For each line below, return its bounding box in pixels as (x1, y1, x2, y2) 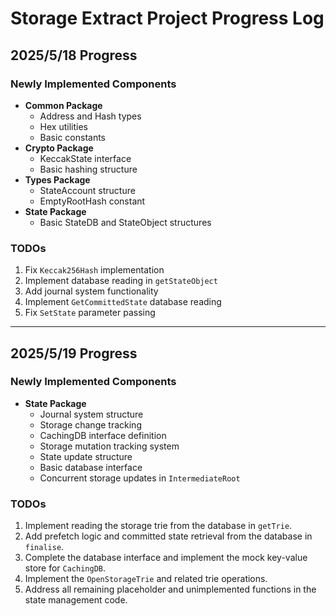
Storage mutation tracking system (39, 440, 180, 452)
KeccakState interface (39, 152, 132, 164)
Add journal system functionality (24, 285, 159, 297)
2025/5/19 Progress (10, 345, 138, 362)
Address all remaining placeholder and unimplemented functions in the (24, 583, 317, 596)
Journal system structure (39, 408, 144, 420)
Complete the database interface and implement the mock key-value (24, 552, 308, 564)
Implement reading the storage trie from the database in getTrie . (24, 520, 293, 532)
